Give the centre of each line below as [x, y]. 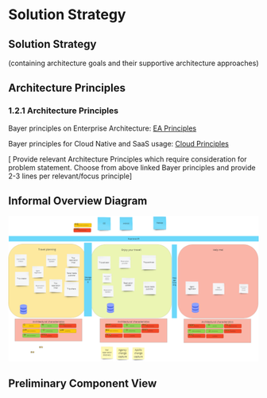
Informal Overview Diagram [78, 201]
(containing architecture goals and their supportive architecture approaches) [133, 63]
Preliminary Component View [83, 384]
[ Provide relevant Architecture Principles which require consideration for [128, 159]
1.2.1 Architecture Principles [64, 111]
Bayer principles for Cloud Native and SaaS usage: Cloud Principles [118, 143]
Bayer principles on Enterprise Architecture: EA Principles [103, 128]
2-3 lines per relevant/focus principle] [70, 176]
